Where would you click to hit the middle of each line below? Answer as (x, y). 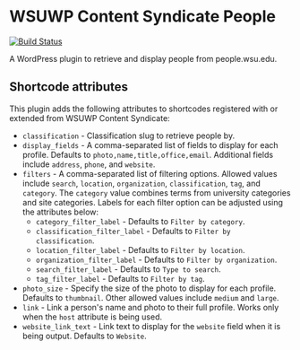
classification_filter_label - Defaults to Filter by (133, 231)
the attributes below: (60, 212)
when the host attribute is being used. (92, 317)
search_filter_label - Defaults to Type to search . (128, 269)
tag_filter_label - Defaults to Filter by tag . (120, 278)
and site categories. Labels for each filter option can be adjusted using (153, 202)
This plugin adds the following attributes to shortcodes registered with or (144, 109)
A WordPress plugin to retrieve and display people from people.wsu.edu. (143, 58)
